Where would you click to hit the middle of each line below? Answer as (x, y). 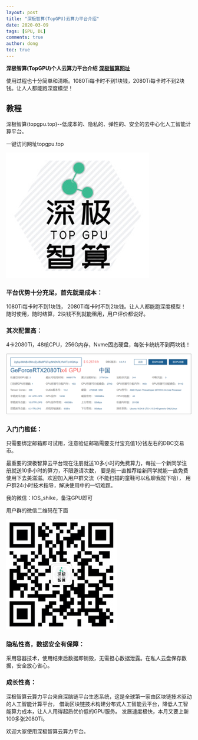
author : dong (22, 44)
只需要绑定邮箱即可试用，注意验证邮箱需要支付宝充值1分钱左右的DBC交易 (95, 443)
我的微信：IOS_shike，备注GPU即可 (49, 498)
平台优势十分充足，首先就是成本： (55, 293)
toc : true (18, 50)
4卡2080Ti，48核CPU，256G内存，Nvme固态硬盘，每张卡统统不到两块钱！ (98, 345)
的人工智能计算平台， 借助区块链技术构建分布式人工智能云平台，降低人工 (95, 704)
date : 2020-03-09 (27, 25)
